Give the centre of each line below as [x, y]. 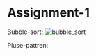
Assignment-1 [49, 13]
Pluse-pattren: [28, 45]
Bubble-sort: [25, 32]
